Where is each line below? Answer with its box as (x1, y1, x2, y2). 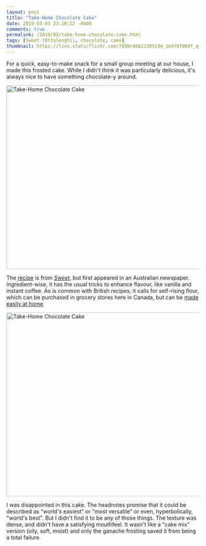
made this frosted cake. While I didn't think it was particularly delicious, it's (6, 66, 196, 74)
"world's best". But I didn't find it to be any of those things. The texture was (6, 514, 197, 521)
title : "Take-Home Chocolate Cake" (6, 15, 97, 21)
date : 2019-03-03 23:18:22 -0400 (6, 20, 92, 26)
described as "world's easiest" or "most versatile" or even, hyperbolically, (6, 507, 193, 515)
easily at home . (6, 300, 45, 307)
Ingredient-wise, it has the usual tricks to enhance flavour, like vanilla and (6, 280, 192, 288)
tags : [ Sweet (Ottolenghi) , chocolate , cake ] (6, 37, 124, 44)
